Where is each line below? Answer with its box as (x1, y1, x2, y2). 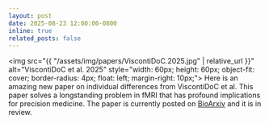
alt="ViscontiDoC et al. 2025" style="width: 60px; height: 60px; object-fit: (8, 65, 254, 75)
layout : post (8, 11, 53, 20)
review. (8, 108, 32, 117)
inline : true (8, 27, 53, 35)
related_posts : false (8, 34, 82, 43)
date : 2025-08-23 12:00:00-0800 (8, 19, 117, 27)
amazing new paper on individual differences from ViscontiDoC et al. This (8, 82, 254, 92)
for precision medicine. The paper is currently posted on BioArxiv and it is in (8, 99, 262, 109)
